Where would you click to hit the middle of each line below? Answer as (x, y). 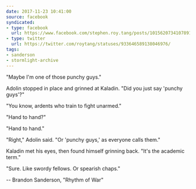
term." (13, 157)
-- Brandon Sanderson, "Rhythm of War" (55, 180)
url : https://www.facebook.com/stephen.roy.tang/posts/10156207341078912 (103, 33)
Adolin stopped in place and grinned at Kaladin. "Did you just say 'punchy (94, 88)
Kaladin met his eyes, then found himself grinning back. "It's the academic (95, 151)
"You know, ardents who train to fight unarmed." (64, 106)
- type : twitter (26, 38)
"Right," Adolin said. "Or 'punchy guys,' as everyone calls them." (83, 139)
